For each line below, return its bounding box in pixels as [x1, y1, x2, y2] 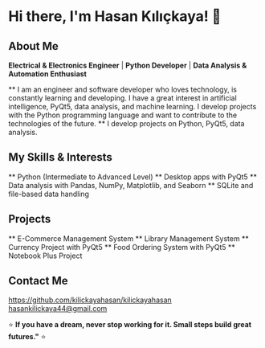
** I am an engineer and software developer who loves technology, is [8, 84, 237, 94]
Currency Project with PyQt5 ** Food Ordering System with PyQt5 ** [8, 242, 235, 252]
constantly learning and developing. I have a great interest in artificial [8, 93, 237, 103]
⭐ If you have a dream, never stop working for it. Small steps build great [8, 320, 251, 330]
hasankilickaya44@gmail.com [8, 304, 108, 313]
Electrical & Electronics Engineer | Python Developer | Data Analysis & [8, 60, 247, 70]
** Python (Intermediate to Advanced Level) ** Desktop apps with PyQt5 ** [8, 172, 258, 182]
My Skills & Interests [8, 150, 112, 164]
